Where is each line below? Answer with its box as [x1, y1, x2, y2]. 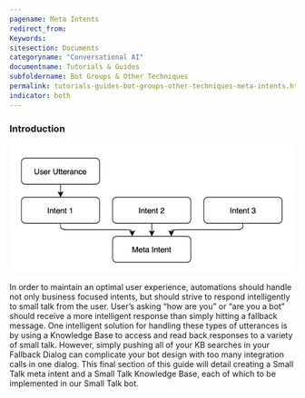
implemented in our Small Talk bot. [9, 378, 139, 389]
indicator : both [9, 91, 71, 100]
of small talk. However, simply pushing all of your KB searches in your [9, 340, 271, 351]
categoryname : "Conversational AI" [9, 53, 144, 63]
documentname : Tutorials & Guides [9, 63, 141, 72]
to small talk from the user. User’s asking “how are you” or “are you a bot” [9, 301, 286, 312]
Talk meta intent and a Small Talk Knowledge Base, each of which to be [9, 368, 277, 380]
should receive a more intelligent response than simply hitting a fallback [9, 311, 279, 322]
